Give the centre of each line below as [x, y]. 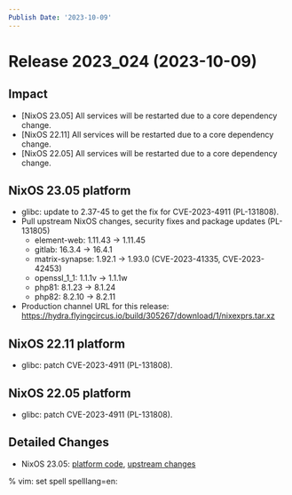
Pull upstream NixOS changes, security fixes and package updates [143, 221]
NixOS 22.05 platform [70, 393]
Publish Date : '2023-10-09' [60, 17]
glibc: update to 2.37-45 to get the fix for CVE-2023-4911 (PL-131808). [150, 212]
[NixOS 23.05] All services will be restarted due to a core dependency [149, 116]
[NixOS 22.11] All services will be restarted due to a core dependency [147, 134]
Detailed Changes [59, 442]
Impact [28, 94]
